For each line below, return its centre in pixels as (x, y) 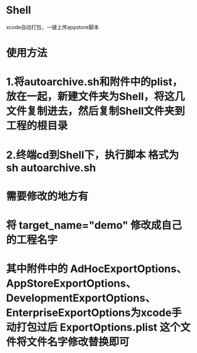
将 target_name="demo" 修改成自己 (94, 225)
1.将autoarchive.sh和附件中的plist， (94, 82)
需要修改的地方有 (47, 196)
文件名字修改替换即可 (78, 342)
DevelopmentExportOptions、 (81, 298)
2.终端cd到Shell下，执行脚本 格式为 (93, 155)
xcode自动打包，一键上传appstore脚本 (52, 27)
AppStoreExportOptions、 (71, 284)
